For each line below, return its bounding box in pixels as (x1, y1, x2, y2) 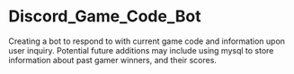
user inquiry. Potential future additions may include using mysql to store (8, 45, 274, 55)
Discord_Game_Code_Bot (8, 6, 201, 27)
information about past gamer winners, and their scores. (8, 54, 218, 65)
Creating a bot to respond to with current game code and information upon (8, 36, 285, 46)
